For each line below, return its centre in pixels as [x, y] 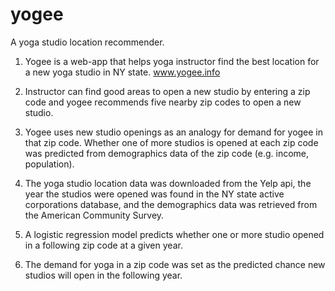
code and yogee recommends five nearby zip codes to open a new [163, 102]
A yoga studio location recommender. [87, 42]
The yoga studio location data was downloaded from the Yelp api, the [168, 183]
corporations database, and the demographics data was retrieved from [171, 204]
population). [49, 164]
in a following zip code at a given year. [103, 245]
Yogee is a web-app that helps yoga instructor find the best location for [172, 61]
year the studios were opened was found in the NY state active [154, 194]
